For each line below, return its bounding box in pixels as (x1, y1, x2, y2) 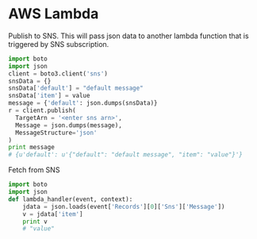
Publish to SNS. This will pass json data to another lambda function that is (8, 31, 249, 40)
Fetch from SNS (8, 165, 60, 175)
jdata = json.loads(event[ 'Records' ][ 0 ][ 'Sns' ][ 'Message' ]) (22, 202, 225, 210)
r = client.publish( (8, 106, 77, 115)
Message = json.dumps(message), (15, 121, 123, 129)
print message (8, 144, 56, 152)
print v (22, 218, 48, 226)
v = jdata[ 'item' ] (22, 210, 83, 218)
